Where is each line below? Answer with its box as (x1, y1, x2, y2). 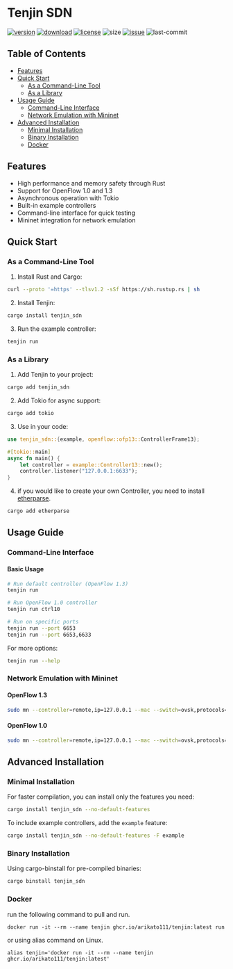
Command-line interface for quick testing (17, 209, 135, 217)
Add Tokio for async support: (17, 396, 101, 405)
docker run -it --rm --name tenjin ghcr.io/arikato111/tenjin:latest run (7, 923, 225, 931)
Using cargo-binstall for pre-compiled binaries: (7, 864, 142, 873)
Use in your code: (17, 422, 68, 430)
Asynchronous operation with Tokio (17, 193, 119, 202)
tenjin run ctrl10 (7, 606, 60, 613)
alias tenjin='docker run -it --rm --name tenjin (7, 949, 154, 956)
